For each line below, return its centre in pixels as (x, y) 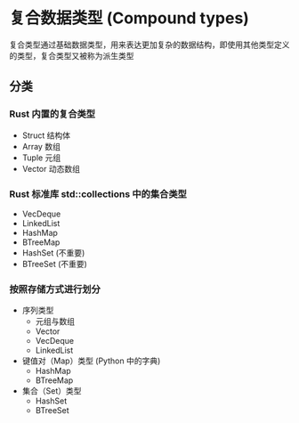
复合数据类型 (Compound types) (129, 18)
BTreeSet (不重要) (54, 264)
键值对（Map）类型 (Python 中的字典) (91, 361)
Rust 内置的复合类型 (53, 114)
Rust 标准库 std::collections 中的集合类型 (98, 194)
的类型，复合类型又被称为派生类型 (72, 55)
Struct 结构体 (46, 135)
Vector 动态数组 (51, 168)
